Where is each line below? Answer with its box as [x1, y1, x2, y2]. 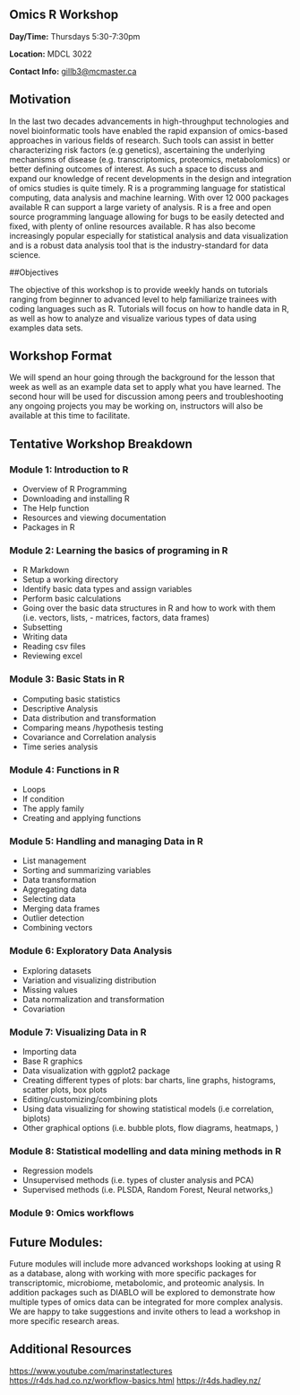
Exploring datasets [21, 965, 92, 976]
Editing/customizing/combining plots [21, 1093, 159, 1104]
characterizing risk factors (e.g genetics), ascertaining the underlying [9, 144, 266, 155]
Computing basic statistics [21, 693, 121, 704]
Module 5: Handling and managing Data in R [9, 834, 203, 847]
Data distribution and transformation [21, 712, 157, 723]
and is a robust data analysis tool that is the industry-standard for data [9, 240, 269, 251]
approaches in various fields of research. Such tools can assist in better [9, 135, 275, 146]
